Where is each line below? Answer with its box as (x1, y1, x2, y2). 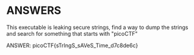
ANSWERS (6, 4, 62, 18)
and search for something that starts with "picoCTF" (6, 30, 138, 37)
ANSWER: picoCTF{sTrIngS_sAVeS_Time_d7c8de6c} (6, 42, 138, 49)
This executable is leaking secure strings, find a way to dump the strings (6, 24, 189, 31)
